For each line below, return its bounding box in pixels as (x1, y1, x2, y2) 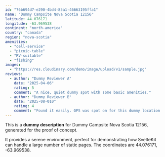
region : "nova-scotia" (5, 35, 52, 40)
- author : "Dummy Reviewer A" (9, 76, 72, 81)
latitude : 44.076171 (5, 16, 48, 21)
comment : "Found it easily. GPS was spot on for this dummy (14, 108, 140, 114)
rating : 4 (14, 104, 35, 109)
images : (5, 62, 21, 67)
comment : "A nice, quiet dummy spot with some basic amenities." (14, 90, 152, 95)
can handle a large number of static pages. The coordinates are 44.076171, (5, 142, 158, 148)
